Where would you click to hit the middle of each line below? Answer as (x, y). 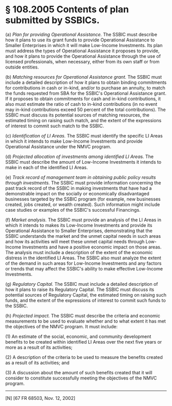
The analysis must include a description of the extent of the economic (79, 252)
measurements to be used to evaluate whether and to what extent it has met (86, 321)
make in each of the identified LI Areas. (47, 167)
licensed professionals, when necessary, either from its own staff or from (82, 61)
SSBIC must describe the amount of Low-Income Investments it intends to (83, 162)
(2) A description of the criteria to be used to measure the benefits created (84, 357)
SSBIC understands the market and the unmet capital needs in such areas (83, 236)
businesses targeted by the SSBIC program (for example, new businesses (83, 199)
